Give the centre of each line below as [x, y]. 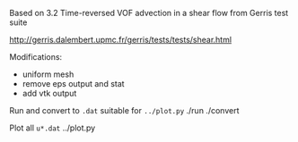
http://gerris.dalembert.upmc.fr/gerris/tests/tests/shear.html [120, 40]
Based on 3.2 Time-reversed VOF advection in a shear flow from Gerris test [149, 13]
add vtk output [49, 93]
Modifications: [36, 57]
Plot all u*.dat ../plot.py [53, 128]
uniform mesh [48, 74]
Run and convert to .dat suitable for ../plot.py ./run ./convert [124, 110]
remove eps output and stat [73, 84]
